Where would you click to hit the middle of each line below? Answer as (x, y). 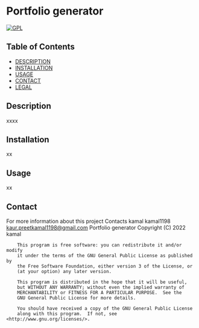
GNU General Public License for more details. (77, 298)
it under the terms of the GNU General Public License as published (105, 256)
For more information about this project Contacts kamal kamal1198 (88, 221)
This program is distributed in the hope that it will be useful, (102, 282)
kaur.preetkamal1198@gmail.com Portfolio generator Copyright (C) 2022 (96, 227)
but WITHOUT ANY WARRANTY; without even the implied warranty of (101, 288)
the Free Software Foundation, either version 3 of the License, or (105, 266)
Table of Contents (41, 47)
